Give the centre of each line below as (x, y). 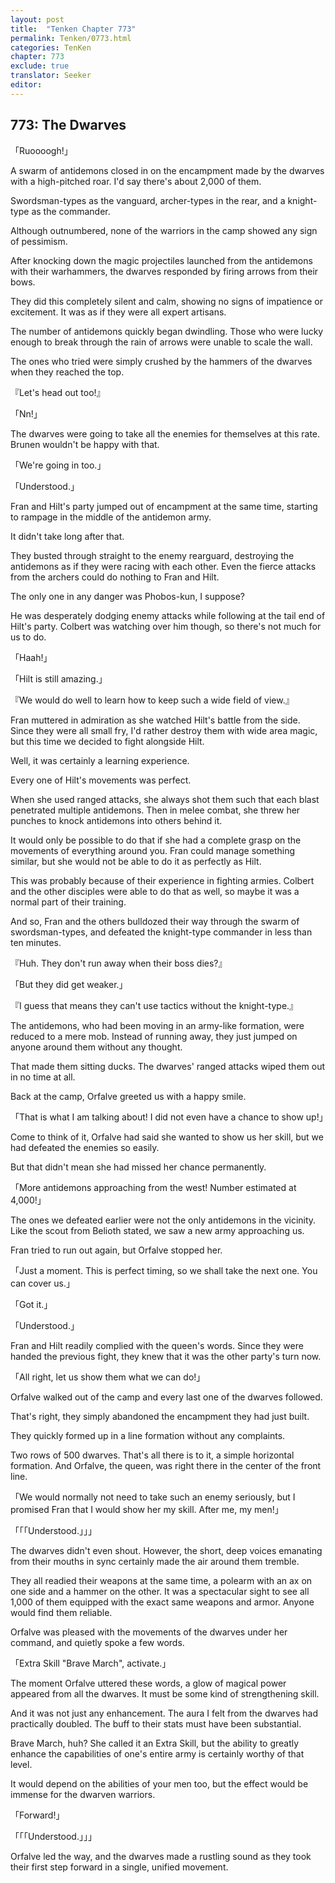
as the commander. (71, 211)
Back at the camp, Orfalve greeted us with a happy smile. (128, 1096)
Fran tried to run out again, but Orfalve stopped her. (116, 1250)
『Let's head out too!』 (58, 392)
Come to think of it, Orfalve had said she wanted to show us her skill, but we (167, 1137)
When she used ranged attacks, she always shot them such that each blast (165, 799)
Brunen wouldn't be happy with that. (85, 444)
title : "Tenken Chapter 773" (73, 29)
